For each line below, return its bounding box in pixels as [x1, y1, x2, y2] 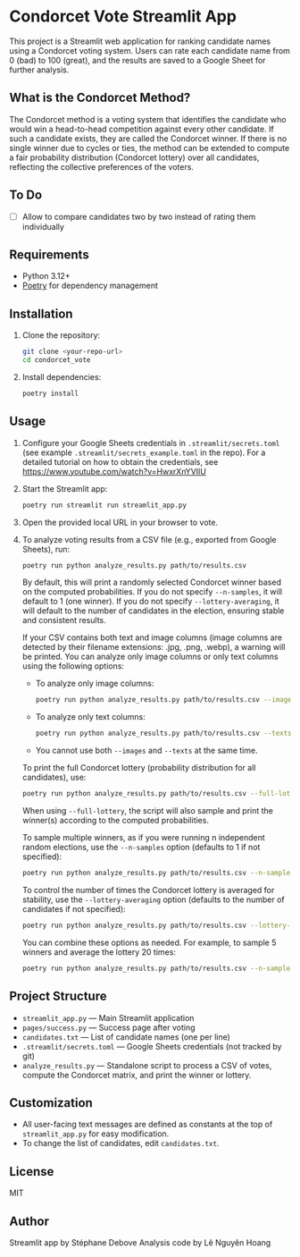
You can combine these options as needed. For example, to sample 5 [21, 937, 277, 948]
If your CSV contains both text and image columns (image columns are [21, 632, 283, 643]
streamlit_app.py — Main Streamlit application [21, 1012, 195, 1023]
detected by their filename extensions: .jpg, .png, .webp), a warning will [21, 642, 286, 653]
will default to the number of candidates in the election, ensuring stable [21, 605, 285, 616]
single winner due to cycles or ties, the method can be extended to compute [9, 142, 290, 153]
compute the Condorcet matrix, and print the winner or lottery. [21, 1069, 252, 1080]
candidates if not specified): [21, 903, 127, 914]
